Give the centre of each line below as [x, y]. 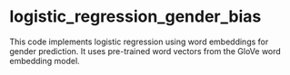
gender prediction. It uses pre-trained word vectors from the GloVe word [145, 51]
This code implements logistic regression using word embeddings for [139, 42]
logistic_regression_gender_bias [135, 17]
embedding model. [45, 61]
